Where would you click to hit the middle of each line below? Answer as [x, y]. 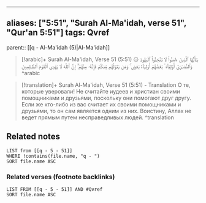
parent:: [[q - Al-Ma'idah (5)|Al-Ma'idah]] [58, 47]
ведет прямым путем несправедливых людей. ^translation [97, 117]
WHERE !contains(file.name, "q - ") [53, 156]
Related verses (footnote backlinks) [61, 177]
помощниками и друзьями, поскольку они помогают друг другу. [106, 98]
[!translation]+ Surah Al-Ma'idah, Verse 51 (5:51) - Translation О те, [106, 85]
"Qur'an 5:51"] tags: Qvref [58, 33]
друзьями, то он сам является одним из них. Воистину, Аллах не [106, 111]
